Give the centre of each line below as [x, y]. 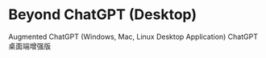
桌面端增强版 [29, 46]
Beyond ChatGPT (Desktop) [103, 15]
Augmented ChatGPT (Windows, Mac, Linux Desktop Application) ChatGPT [133, 37]
